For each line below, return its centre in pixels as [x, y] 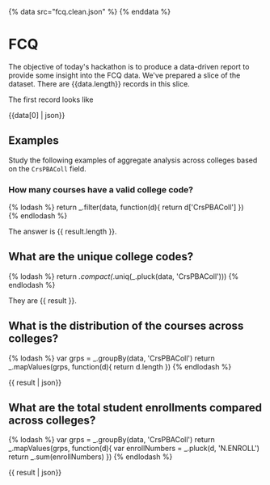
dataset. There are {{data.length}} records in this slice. [99, 83]
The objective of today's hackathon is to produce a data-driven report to [129, 66]
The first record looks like [51, 99]
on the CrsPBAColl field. [47, 168]
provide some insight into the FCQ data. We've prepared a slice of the [124, 75]
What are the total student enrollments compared [135, 408]
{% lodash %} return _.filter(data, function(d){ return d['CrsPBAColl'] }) [126, 207]
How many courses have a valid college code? [101, 189]
